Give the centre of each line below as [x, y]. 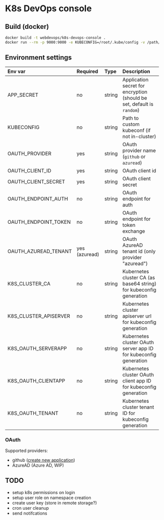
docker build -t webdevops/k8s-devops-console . [55, 38]
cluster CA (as [139, 278]
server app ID [138, 348]
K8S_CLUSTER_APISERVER [39, 316]
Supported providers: [26, 451]
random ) [131, 110]
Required [87, 71]
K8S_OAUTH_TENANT [33, 413]
